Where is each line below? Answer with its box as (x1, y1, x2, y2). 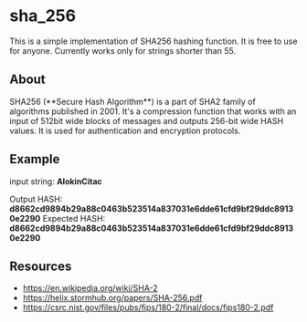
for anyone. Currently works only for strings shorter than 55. (9, 45, 236, 56)
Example (9, 151, 60, 167)
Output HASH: (9, 193, 63, 204)
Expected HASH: (42, 213, 106, 223)
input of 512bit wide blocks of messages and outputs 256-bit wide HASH (9, 115, 284, 126)
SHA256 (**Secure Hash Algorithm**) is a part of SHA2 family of (9, 96, 256, 107)
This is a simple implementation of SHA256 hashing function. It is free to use (9, 36, 298, 47)
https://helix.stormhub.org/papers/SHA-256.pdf (22, 293, 203, 304)
